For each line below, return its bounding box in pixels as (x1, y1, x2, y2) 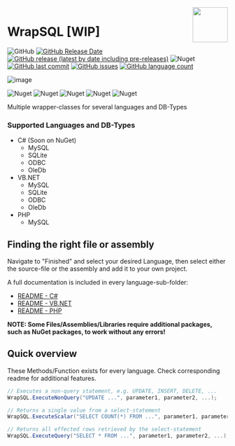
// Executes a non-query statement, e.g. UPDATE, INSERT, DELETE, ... (7, 387, 218, 395)
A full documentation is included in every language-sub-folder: (7, 278, 189, 287)
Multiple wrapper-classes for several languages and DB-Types (7, 102, 187, 111)
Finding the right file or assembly (7, 238, 155, 250)
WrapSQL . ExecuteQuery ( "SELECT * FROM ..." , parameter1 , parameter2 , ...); (7, 433, 230, 440)
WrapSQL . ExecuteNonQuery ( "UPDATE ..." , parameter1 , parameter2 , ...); (7, 394, 218, 401)
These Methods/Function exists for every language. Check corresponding (7, 366, 220, 374)
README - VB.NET (17, 299, 72, 308)
